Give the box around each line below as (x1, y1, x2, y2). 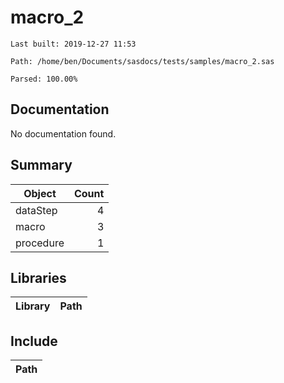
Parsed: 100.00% (10, 74, 78, 84)
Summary (10, 157, 73, 174)
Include (10, 332, 58, 350)
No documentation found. (10, 127, 117, 140)
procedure (15, 236, 65, 250)
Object (23, 186, 57, 200)
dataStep (15, 203, 58, 217)
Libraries (10, 269, 67, 286)
